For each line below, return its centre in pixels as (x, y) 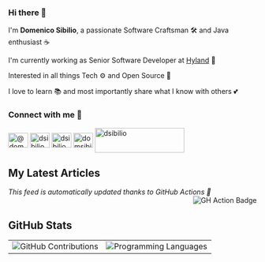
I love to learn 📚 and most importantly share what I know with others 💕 (123, 92)
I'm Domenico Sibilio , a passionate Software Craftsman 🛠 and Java (119, 30)
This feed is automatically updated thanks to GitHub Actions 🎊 (110, 192)
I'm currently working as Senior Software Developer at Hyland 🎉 (112, 60)
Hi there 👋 (28, 13)
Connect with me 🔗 (45, 115)
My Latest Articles (54, 173)
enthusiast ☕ (29, 42)
